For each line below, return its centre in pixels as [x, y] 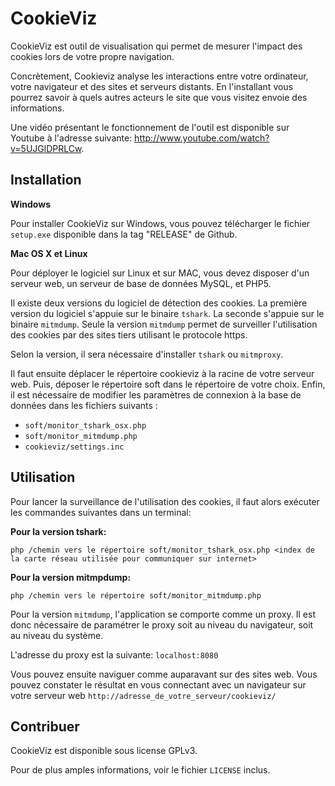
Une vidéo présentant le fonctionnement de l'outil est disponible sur [150, 127]
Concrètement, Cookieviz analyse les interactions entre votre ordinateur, [159, 76]
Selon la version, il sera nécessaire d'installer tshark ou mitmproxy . [147, 354]
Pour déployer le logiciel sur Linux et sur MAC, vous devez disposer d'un [160, 273]
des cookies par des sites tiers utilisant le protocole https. [129, 334]
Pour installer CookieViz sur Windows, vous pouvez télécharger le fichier [160, 223]
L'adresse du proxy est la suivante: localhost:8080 [114, 654]
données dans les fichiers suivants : [84, 405]
